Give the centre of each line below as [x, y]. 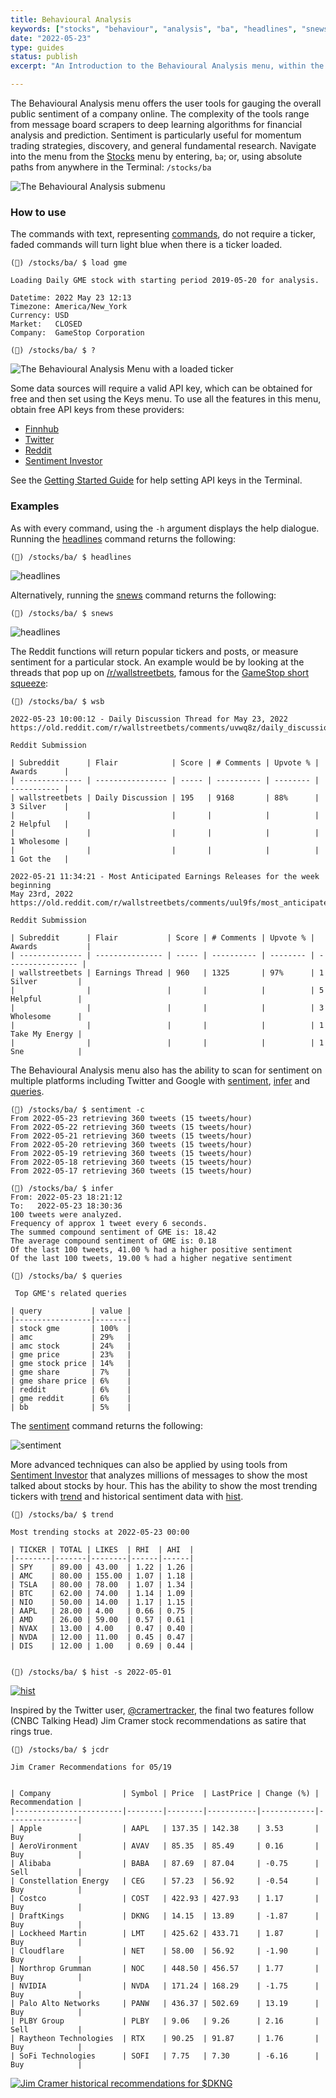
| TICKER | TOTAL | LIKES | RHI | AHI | [102, 1549]
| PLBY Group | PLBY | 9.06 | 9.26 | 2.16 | [165, 2021]
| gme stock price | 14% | [71, 1363]
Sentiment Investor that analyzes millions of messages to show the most [159, 1475]
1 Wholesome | [40, 841]
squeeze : [29, 683]
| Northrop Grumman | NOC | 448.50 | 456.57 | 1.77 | [165, 1968]
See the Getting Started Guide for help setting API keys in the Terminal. [156, 480]
